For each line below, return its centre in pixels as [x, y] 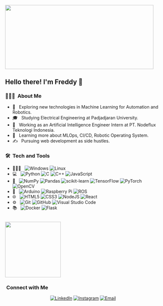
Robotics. [22, 112]
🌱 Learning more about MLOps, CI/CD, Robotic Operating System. [81, 135]
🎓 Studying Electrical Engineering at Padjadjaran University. [75, 117]
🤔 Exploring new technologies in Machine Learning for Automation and [85, 107]
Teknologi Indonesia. [34, 130]
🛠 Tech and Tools [28, 155]
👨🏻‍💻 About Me [23, 96]
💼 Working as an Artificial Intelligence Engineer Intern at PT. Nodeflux [84, 125]
